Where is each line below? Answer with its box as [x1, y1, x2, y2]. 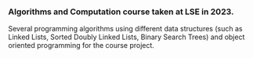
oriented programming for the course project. [8, 41, 155, 50]
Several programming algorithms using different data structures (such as [8, 24, 243, 34]
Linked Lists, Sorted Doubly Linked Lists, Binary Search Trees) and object [8, 32, 245, 42]
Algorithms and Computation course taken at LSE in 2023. [8, 6, 234, 17]
